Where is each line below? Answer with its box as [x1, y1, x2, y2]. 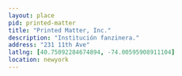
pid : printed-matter [8, 19, 77, 27]
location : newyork [8, 56, 69, 64]
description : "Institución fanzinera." [8, 33, 140, 42]
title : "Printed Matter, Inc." [8, 26, 112, 34]
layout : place [8, 11, 55, 20]
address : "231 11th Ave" [8, 41, 90, 49]
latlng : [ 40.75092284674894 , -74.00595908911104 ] [8, 48, 176, 56]
